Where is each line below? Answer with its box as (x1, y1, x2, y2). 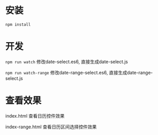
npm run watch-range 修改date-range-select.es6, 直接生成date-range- (5, 69, 153, 75)
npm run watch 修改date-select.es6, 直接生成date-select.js (5, 59, 128, 65)
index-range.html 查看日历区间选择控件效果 (5, 124, 97, 130)
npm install (5, 22, 31, 27)
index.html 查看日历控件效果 (5, 112, 65, 119)
